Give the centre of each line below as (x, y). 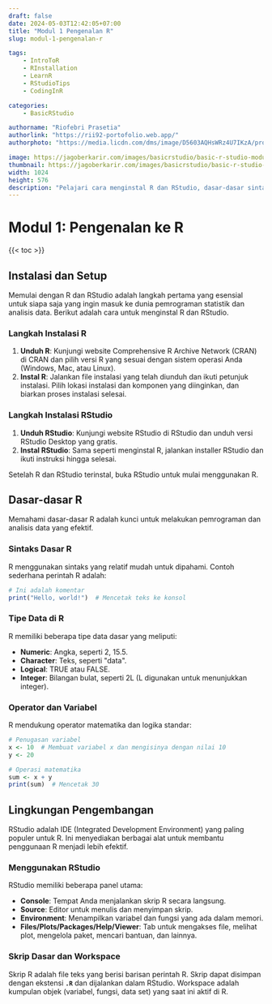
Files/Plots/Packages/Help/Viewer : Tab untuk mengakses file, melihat (138, 927)
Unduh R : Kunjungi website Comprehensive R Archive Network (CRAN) (138, 351)
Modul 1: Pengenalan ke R (96, 227)
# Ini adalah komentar (47, 590)
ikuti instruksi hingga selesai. (68, 458)
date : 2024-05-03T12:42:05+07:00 (65, 24)
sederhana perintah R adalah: (57, 575)
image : (19, 157)
